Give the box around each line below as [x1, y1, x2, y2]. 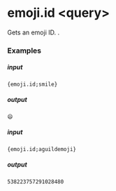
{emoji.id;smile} [7, 81, 58, 88]
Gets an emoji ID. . [7, 28, 60, 37]
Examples [7, 46, 42, 55]
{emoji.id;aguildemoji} [7, 145, 77, 152]
